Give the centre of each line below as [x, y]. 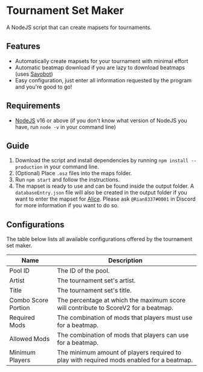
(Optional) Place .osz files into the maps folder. [73, 173]
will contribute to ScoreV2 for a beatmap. [115, 308]
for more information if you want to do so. [67, 205]
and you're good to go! [43, 87]
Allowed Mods [30, 339]
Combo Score [29, 301]
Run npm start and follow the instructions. [67, 180]
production [29, 167]
